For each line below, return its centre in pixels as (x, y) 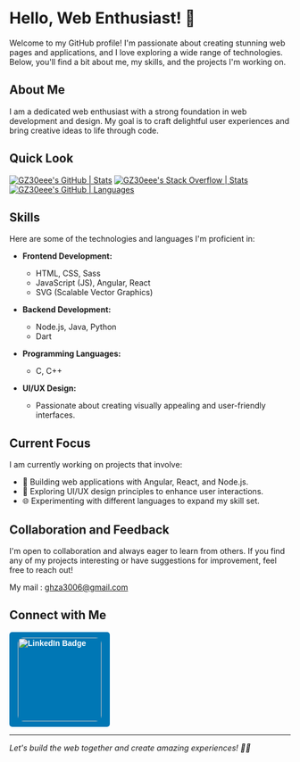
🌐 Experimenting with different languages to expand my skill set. (141, 501)
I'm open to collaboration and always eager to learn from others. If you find (147, 551)
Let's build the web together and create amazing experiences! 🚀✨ (130, 748)
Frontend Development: (67, 256)
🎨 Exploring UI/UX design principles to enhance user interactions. (143, 492)
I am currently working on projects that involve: (96, 465)
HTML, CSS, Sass (68, 273)
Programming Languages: (71, 354)
